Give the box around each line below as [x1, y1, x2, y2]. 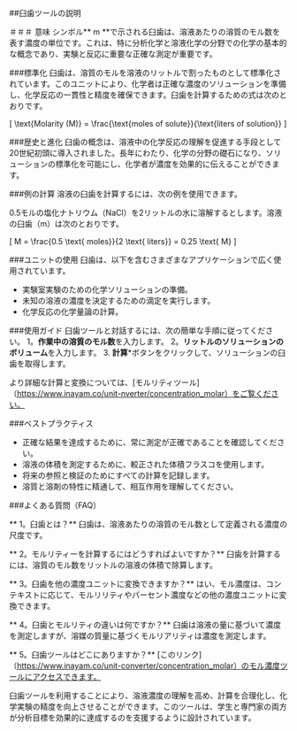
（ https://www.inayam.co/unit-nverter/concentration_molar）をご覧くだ [9, 389, 271, 398]
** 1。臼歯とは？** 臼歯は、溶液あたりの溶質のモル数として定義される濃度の [9, 519, 288, 529]
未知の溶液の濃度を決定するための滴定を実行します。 [21, 296, 216, 305]
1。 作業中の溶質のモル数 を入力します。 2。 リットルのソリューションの [26, 336, 285, 347]
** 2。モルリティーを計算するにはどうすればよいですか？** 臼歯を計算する [9, 549, 281, 559]
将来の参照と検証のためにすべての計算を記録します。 [21, 470, 215, 481]
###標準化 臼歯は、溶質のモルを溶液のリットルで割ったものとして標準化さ [9, 67, 282, 78]
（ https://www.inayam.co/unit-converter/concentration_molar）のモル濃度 [9, 660, 280, 671]
